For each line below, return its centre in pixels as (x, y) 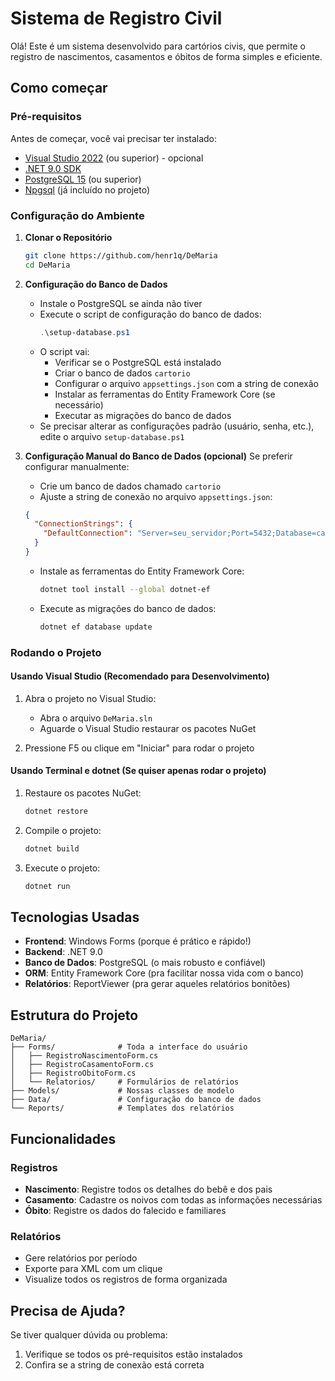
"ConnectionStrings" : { (83, 524)
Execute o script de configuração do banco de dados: (150, 314)
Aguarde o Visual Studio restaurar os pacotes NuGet (148, 728)
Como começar (59, 88)
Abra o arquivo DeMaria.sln (96, 718)
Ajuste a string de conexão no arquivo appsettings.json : (156, 496)
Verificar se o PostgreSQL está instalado (138, 362)
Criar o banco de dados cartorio (122, 373)
